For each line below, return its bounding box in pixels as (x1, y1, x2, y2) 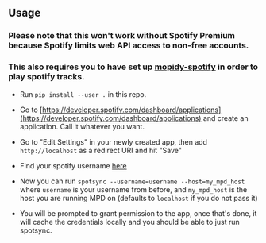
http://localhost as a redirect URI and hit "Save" (19, 145, 183, 155)
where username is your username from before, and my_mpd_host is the (19, 184, 248, 194)
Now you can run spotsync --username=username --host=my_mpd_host (19, 176, 245, 186)
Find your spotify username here (19, 160, 127, 170)
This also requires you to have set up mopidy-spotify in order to (8, 61, 259, 72)
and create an (202, 113, 249, 122)
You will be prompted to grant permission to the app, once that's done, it (19, 208, 257, 218)
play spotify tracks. (8, 71, 85, 83)
